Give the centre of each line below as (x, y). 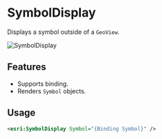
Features (27, 67)
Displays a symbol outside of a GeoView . (63, 32)
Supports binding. (43, 84)
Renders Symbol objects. (52, 91)
